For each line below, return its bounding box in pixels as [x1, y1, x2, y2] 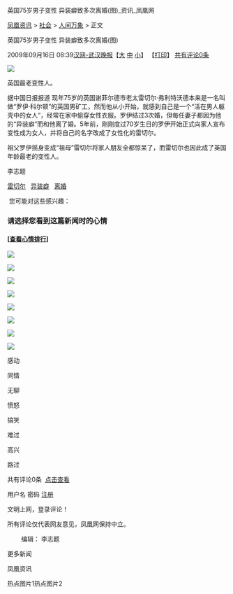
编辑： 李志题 [20, 535, 60, 544]
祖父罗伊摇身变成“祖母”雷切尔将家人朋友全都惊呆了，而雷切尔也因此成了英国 [7, 143, 227, 152]
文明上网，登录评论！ [7, 505, 68, 514]
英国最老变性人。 [7, 79, 57, 87]
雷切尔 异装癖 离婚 [7, 182, 67, 190]
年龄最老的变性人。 [7, 153, 63, 160]
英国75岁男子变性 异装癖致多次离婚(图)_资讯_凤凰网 [7, 6, 155, 14]
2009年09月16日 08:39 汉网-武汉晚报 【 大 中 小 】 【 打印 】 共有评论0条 [7, 51, 209, 59]
